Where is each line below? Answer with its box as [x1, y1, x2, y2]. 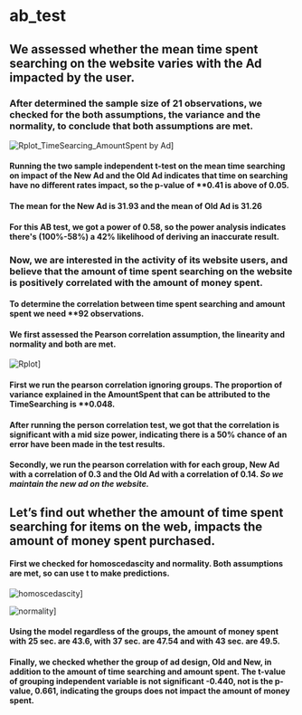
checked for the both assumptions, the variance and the [9, 108, 261, 120]
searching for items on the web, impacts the [9, 519, 263, 534]
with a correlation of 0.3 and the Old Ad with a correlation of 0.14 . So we [9, 469, 284, 480]
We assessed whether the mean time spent [9, 42, 259, 57]
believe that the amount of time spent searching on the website [9, 264, 293, 277]
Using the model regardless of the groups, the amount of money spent [9, 626, 278, 637]
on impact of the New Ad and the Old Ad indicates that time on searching [9, 170, 288, 181]
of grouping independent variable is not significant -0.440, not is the [9, 675, 274, 686]
